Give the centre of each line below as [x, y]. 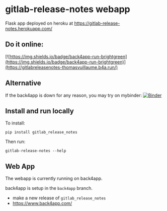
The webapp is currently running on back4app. [54, 179]
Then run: [15, 142]
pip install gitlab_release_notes [41, 132]
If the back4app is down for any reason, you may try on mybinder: [74, 95]
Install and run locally [39, 111]
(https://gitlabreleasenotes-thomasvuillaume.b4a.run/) [62, 67]
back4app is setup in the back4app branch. [49, 188]
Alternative [23, 83]
